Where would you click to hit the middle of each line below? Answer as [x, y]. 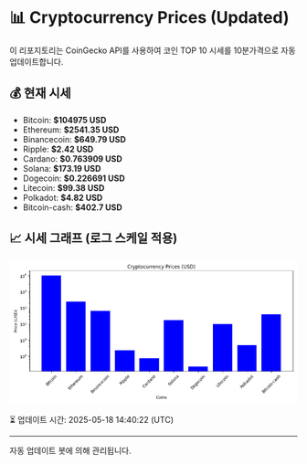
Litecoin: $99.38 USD [64, 187]
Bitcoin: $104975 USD [64, 120]
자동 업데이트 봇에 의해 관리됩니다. [70, 450]
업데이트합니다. [37, 61]
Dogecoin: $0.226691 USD [74, 178]
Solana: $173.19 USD [62, 168]
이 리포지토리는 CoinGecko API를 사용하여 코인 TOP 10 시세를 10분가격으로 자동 [153, 50]
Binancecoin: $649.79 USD [74, 139]
